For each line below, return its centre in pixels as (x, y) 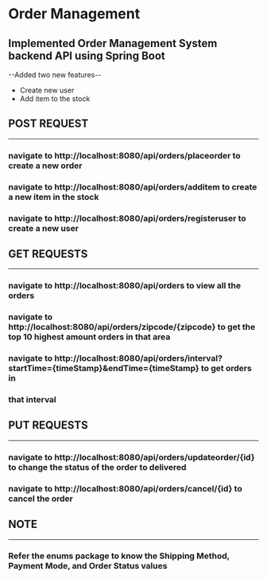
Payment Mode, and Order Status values (88, 566)
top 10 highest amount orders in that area (89, 337)
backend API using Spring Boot (87, 55)
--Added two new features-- (55, 75)
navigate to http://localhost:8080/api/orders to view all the (124, 286)
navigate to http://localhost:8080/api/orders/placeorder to (124, 155)
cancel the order (41, 499)
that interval (33, 400)
